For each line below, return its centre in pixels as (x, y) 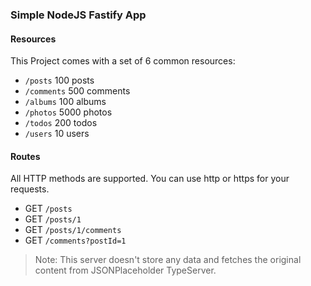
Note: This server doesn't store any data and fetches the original (168, 260)
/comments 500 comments (77, 91)
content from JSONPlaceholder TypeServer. (125, 270)
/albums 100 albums (65, 102)
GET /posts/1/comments (73, 230)
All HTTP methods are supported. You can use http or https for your (150, 179)
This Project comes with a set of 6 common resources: (123, 61)
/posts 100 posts (59, 80)
